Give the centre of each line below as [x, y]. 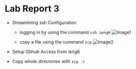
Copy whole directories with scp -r [49, 61]
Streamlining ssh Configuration [44, 22]
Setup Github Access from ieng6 [46, 51]
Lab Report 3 [32, 9]
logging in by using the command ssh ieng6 [65, 32]
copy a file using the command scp [55, 42]
